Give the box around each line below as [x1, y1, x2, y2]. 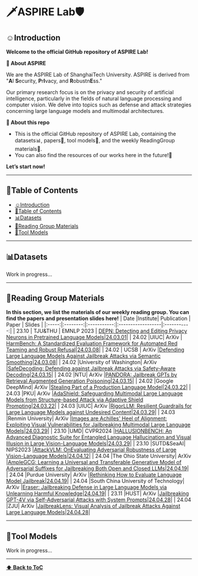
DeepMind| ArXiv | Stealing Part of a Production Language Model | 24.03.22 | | [6, 384, 192, 391]
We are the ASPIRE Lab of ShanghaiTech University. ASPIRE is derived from [6, 71, 190, 78]
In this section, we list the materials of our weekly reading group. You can [6, 309, 190, 316]
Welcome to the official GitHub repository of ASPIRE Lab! [6, 48, 148, 55]
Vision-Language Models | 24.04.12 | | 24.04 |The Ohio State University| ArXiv [6, 452, 192, 460]
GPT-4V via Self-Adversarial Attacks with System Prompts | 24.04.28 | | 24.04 [6, 496, 192, 504]
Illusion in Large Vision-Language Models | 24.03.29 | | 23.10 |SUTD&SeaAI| [6, 440, 186, 447]
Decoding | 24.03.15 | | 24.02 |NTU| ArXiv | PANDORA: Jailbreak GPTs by [6, 371, 177, 378]
